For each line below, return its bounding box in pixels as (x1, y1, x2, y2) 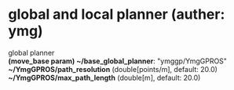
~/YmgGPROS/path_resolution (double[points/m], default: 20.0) (8, 64, 218, 74)
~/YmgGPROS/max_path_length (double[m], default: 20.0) (8, 73, 201, 82)
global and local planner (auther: (8, 5, 225, 23)
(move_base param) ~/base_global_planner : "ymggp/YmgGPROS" (8, 56, 228, 66)
